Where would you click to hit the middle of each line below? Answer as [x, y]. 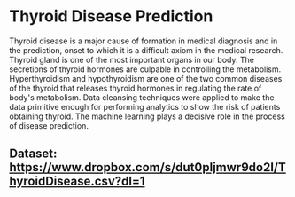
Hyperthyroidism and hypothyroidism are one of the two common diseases [146, 78]
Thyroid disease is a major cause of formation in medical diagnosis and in [144, 41]
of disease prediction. [49, 125]
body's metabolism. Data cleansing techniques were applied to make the [142, 97]
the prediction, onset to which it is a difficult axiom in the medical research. [146, 50]
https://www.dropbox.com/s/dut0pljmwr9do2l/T [147, 167]
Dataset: [33, 154]
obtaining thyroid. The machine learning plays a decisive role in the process [147, 116]
